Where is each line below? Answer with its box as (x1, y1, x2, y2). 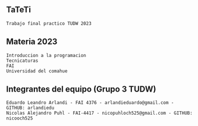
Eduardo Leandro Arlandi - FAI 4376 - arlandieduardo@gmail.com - (6, 100, 174, 106)
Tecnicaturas (6, 58, 39, 64)
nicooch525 (6, 115, 33, 121)
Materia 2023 (6, 37, 58, 47)
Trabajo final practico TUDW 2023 (6, 20, 92, 26)
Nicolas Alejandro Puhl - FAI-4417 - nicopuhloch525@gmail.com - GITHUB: (6, 110, 193, 116)
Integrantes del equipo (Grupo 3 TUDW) (6, 84, 156, 94)
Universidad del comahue (6, 68, 68, 74)
